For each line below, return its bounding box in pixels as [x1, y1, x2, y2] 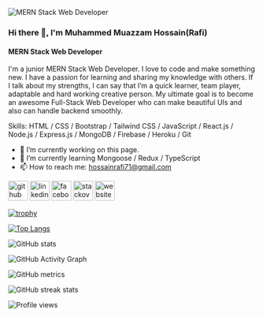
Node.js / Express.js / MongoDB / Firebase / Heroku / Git [8, 130, 191, 140]
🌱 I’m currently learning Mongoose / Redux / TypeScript [19, 154, 201, 163]
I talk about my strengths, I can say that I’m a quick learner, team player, [8, 81, 242, 91]
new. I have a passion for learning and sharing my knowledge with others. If [8, 73, 254, 82]
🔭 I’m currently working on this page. [19, 145, 139, 155]
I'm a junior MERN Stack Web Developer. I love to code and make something [8, 64, 256, 74]
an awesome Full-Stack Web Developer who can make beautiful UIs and [8, 98, 243, 107]
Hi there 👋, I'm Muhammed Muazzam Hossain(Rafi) [8, 27, 208, 38]
